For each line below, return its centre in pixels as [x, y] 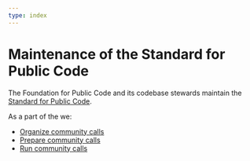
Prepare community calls [60, 140]
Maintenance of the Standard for [117, 54]
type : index [28, 15]
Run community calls [53, 148]
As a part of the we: [40, 116]
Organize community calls [62, 131]
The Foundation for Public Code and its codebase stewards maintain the [125, 93]
